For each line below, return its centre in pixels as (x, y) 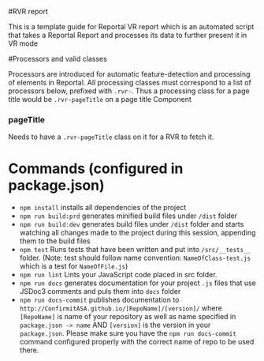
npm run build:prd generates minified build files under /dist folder (128, 216)
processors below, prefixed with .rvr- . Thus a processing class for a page (129, 91)
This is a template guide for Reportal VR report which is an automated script (131, 26)
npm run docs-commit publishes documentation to (99, 300)
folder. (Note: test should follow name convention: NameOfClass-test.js (135, 258)
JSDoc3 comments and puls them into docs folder (100, 291)
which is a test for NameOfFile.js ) (74, 266)
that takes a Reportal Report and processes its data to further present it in (128, 35)
